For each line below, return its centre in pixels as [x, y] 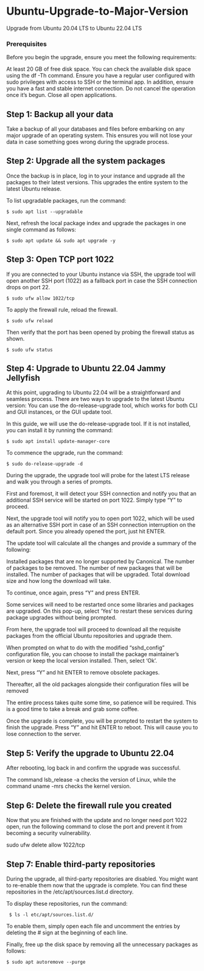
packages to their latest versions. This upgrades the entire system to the [97, 182]
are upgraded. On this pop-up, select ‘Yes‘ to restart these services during [100, 611]
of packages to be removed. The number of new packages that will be [94, 568]
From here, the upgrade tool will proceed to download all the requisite [94, 629]
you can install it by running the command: [60, 430]
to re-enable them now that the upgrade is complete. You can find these [97, 885]
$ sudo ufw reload [30, 321]
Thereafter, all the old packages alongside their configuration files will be [98, 684]
